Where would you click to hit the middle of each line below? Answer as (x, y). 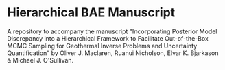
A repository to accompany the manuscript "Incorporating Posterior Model (112, 31)
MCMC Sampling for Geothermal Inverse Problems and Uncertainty (102, 46)
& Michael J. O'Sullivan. (40, 60)
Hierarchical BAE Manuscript (91, 13)
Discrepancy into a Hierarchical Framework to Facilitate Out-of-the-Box (108, 38)
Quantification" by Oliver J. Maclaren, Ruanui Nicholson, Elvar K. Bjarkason (113, 53)
